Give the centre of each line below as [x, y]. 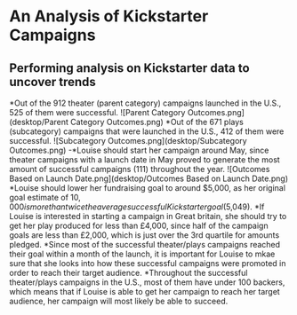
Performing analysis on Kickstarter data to [130, 68]
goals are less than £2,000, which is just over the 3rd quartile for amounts [144, 235]
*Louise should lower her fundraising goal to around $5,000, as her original [148, 188]
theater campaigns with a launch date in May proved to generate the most [144, 160]
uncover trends [52, 82]
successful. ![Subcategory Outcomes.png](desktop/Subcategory [128, 141]
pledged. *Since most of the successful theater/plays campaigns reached [145, 244]
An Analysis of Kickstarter [109, 16]
